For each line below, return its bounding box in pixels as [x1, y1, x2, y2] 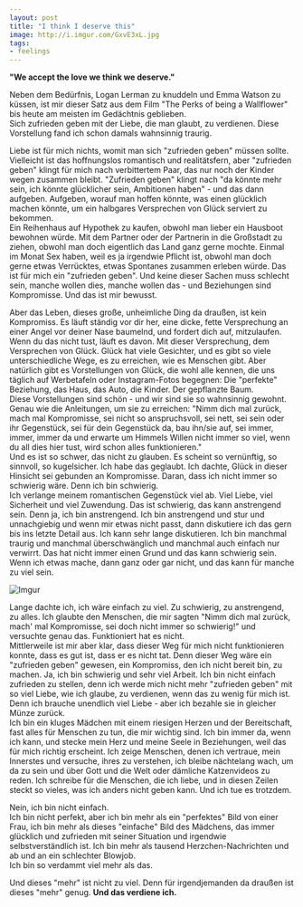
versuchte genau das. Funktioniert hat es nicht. [9, 631, 185, 642]
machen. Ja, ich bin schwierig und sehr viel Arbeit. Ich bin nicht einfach [9, 669, 276, 680]
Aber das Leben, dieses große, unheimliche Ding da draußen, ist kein [9, 307, 267, 318]
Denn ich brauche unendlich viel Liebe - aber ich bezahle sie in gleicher [9, 698, 277, 709]
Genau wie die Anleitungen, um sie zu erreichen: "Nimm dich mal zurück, [9, 404, 282, 415]
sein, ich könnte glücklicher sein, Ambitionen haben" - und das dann [9, 184, 264, 195]
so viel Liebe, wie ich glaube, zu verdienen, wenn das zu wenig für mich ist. [9, 689, 291, 700]
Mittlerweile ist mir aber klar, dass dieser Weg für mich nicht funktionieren [9, 640, 285, 652]
